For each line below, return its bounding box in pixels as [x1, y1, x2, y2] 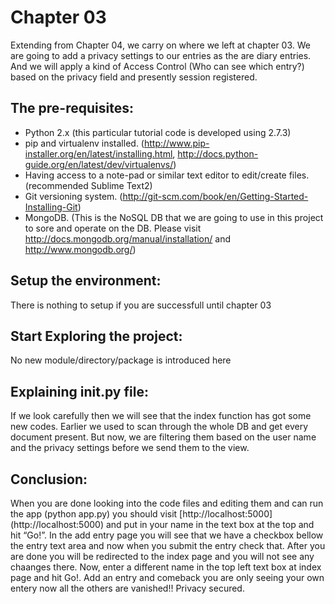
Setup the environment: [10, 272, 162, 290]
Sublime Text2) [90, 179, 153, 191]
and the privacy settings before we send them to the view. [10, 442, 250, 454]
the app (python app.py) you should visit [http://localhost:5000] [10, 508, 273, 520]
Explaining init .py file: [10, 383, 149, 400]
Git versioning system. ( [24, 190, 123, 202]
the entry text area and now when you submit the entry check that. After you [10, 540, 326, 551]
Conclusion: [10, 471, 88, 488]
